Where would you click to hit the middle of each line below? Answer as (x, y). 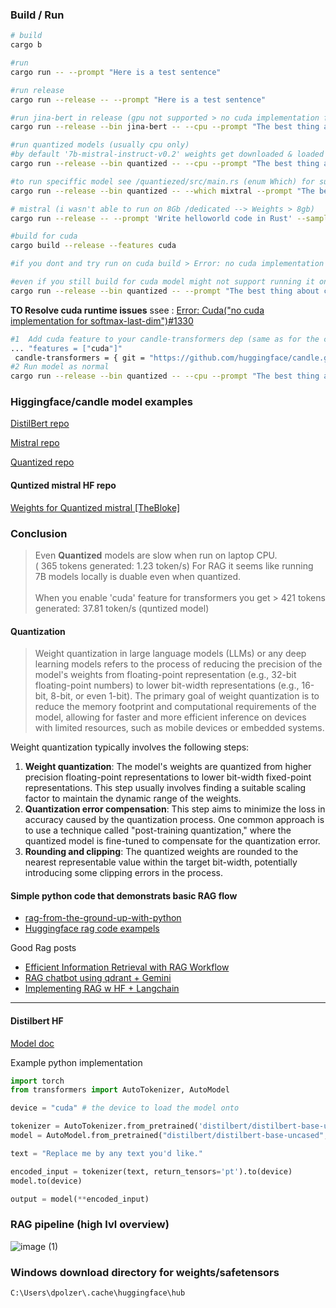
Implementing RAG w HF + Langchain (102, 989)
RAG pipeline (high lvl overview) (90, 1225)
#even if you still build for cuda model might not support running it (162, 282)
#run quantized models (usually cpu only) (100, 145)
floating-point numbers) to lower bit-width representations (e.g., (167, 685)
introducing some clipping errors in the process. (123, 873)
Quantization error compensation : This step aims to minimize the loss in (175, 809)
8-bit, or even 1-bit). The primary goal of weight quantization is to (185, 696)
